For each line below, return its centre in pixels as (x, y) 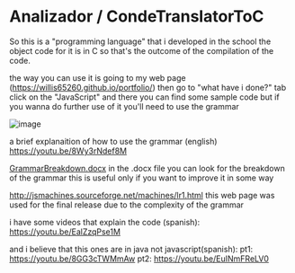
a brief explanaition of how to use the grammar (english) (113, 141)
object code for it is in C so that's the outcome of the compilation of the (142, 50)
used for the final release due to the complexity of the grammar (127, 205)
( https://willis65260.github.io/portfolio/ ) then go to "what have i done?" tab (148, 87)
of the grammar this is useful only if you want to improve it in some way (142, 178)
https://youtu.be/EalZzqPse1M (65, 232)
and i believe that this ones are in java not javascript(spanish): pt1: (131, 249)
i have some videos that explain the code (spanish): (105, 222)
